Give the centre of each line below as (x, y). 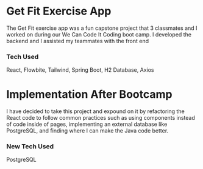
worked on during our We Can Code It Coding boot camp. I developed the (99, 34)
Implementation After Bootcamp (89, 95)
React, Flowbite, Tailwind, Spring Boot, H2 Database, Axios (80, 70)
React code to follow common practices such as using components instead (101, 118)
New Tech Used (30, 147)
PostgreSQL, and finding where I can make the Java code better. (87, 131)
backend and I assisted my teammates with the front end (78, 41)
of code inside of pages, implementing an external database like (87, 124)
